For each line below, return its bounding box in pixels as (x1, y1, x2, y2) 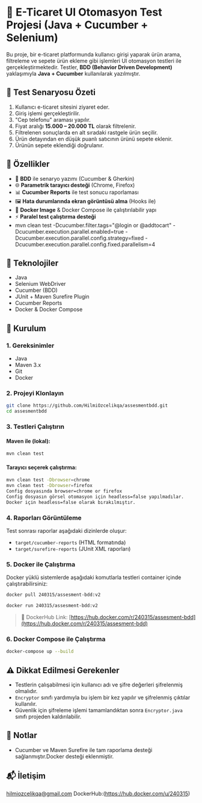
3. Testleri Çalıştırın (6, 423, 65, 431)
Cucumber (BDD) (14, 286, 58, 294)
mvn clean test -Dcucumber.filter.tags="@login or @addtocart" (14, 222, 172, 229)
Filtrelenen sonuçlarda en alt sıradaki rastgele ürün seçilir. (14, 129, 158, 136)
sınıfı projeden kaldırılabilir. (14, 713, 82, 720)
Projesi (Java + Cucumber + (6, 18, 148, 32)
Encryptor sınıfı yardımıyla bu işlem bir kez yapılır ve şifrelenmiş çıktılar (14, 694, 191, 701)
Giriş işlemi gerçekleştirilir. (14, 109, 81, 117)
